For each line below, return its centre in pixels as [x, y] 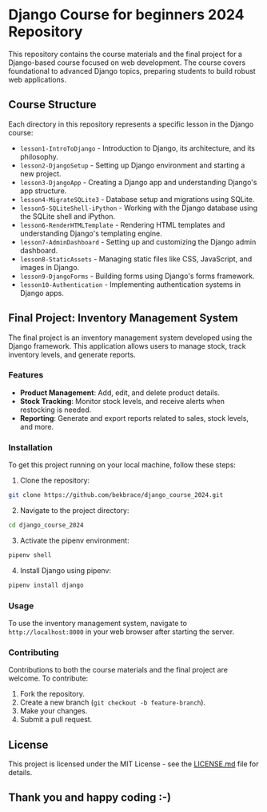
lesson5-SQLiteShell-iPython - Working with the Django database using [139, 208]
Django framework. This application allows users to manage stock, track [127, 345]
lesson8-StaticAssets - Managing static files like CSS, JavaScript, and [136, 259]
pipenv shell [30, 555]
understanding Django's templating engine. [91, 233]
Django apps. [42, 293]
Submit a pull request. [56, 720]
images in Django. [50, 267]
